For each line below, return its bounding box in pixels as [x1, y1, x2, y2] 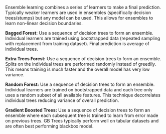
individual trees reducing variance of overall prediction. [5, 97, 119, 103]
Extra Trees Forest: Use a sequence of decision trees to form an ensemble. [5, 56, 161, 62]
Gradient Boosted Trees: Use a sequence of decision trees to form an [5, 107, 150, 113]
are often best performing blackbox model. [5, 123, 94, 129]
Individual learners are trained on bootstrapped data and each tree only [5, 87, 153, 92]
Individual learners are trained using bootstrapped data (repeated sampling [5, 35, 160, 41]
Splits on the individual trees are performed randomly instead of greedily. [5, 61, 156, 67]
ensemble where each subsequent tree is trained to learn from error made [5, 112, 158, 118]
